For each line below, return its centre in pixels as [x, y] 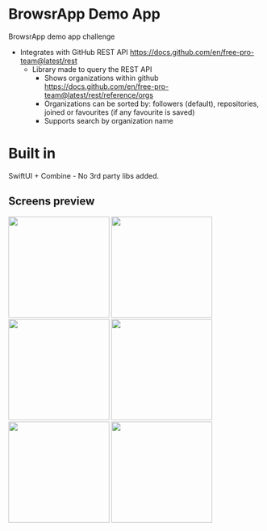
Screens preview [52, 202]
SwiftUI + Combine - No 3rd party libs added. [84, 175]
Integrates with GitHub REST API [74, 52]
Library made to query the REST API [92, 69]
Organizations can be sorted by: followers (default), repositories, [152, 103]
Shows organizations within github [101, 78]
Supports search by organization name [108, 120]
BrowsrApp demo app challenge [62, 36]
